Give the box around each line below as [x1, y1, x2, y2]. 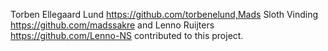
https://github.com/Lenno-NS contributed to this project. [10, 30, 244, 41]
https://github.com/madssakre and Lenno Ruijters [10, 19, 215, 31]
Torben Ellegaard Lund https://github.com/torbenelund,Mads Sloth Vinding [10, 9, 319, 20]
